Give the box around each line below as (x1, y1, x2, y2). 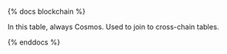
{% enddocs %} (7, 37, 61, 47)
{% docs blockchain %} (7, 7, 86, 16)
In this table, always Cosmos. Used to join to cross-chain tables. (7, 22, 220, 31)
